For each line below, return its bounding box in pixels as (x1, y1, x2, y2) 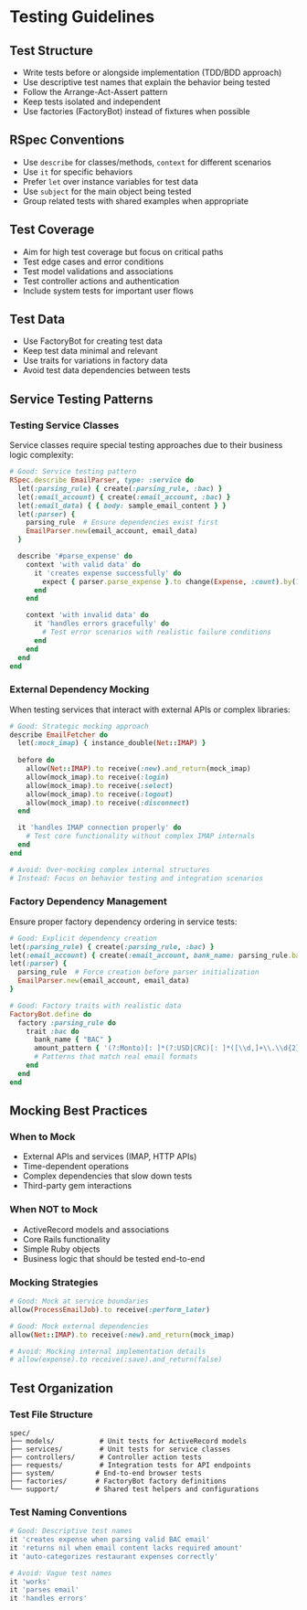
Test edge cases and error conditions (22, 256, 164, 267)
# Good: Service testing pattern (9, 467, 137, 476)
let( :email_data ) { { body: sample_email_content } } (17, 501, 227, 510)
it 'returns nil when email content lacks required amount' (9, 1543, 244, 1552)
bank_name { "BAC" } (33, 1035, 112, 1044)
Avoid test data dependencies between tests (22, 365, 191, 376)
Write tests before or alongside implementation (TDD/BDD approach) (22, 67, 282, 78)
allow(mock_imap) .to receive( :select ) (26, 781, 174, 790)
